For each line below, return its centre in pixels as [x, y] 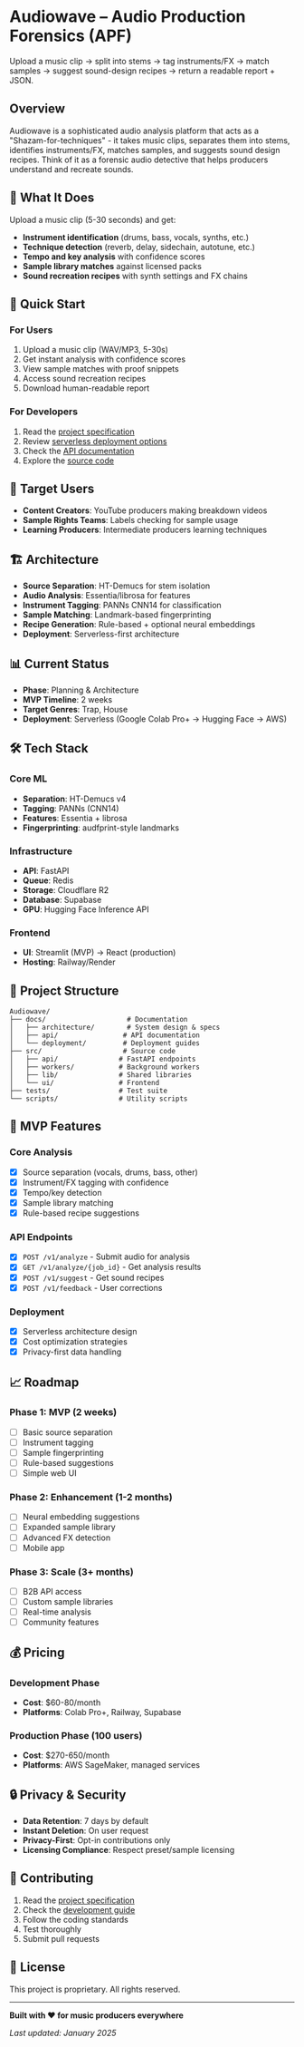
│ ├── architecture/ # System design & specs [115, 1028]
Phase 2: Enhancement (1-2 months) [91, 1498]
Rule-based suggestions [68, 1462]
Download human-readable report [86, 388]
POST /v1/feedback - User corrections [92, 1287]
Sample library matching [68, 1202]
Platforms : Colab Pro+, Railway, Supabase [102, 1712]
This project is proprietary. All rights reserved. [95, 1989]
